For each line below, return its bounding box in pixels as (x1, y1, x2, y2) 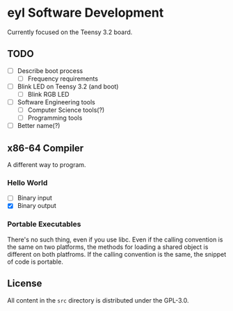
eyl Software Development (7, 5, 164, 21)
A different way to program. (7, 161, 86, 169)
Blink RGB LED (27, 90, 70, 98)
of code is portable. (7, 257, 64, 266)
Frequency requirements (27, 74, 99, 83)
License (7, 278, 42, 289)
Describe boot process (17, 66, 83, 74)
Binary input (17, 193, 52, 202)
